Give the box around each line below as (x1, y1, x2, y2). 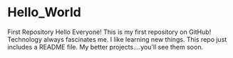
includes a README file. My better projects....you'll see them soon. (7, 42, 204, 51)
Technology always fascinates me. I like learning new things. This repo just (7, 35, 227, 43)
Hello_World (7, 4, 82, 21)
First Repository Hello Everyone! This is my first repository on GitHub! (7, 28, 212, 36)
